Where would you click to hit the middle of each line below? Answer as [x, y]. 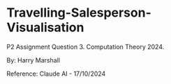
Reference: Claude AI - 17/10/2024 [56, 74]
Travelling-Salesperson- [79, 13]
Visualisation [45, 27]
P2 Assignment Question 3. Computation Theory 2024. [85, 47]
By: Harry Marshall [34, 60]
